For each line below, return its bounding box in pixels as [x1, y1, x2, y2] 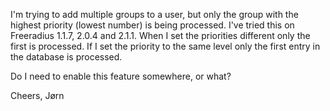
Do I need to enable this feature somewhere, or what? [10, 70, 232, 82]
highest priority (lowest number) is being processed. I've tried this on [10, 19, 295, 31]
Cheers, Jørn [10, 90, 65, 101]
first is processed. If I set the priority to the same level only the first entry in [10, 40, 321, 52]
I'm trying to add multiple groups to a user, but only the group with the [10, 9, 299, 20]
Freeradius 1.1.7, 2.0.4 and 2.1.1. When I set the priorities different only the [10, 30, 311, 41]
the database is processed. [10, 51, 123, 63]
